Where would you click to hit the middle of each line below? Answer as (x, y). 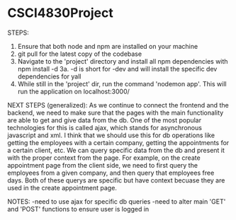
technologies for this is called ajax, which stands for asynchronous (105, 127)
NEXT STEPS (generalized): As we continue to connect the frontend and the (118, 105)
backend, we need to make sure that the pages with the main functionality (116, 112)
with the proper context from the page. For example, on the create (104, 158)
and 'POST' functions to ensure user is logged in (78, 209)
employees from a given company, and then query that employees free (111, 173)
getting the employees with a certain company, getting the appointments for (118, 142)
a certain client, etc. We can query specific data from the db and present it (116, 150)
